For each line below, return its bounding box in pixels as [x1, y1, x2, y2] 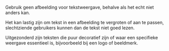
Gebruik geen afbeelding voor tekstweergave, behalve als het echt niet [5, 5, 154, 10]
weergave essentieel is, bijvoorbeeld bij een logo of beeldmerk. [5, 40, 138, 46]
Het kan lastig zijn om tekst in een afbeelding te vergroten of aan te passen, [5, 20, 164, 25]
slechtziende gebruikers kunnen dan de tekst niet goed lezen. [5, 25, 135, 31]
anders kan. [5, 10, 31, 16]
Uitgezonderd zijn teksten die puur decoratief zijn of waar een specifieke [5, 35, 158, 40]
